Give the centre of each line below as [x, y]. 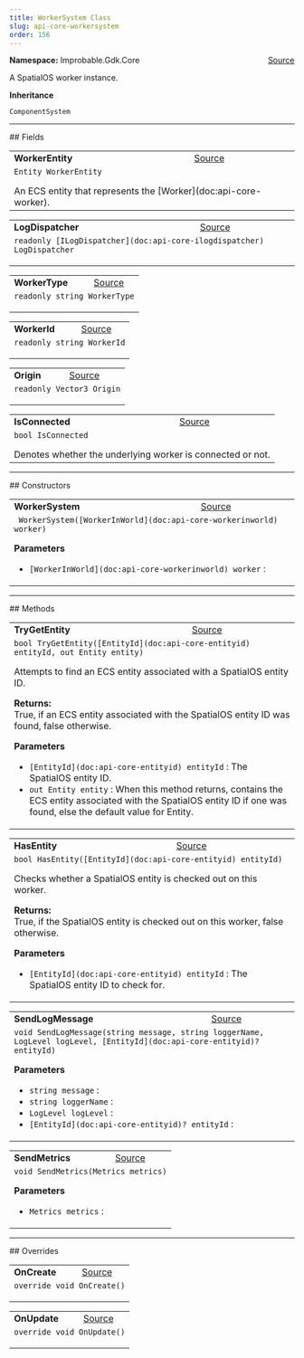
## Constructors [40, 486]
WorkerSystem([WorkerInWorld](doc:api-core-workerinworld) [148, 520]
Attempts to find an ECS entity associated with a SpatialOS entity [152, 672]
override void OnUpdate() [70, 1332]
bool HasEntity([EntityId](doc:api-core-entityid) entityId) [148, 859]
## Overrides [34, 1251]
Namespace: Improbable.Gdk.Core [75, 61]
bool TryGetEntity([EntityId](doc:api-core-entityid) [132, 644]
